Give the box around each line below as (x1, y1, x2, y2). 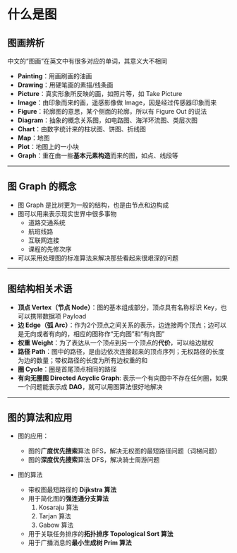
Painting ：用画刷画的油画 (17, 72, 92, 80)
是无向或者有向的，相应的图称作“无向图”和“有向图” (17, 329, 165, 338)
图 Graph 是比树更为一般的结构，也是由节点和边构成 (17, 201, 169, 209)
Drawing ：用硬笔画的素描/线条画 (17, 81, 114, 89)
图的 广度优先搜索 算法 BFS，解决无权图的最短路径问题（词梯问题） (28, 446, 221, 456)
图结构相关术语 (7, 283, 73, 295)
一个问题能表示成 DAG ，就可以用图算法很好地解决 (17, 382, 163, 391)
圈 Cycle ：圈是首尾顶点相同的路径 (17, 364, 118, 373)
